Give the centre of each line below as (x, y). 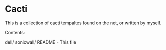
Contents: (15, 32)
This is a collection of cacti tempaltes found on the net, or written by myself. (83, 23)
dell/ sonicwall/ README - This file (41, 42)
